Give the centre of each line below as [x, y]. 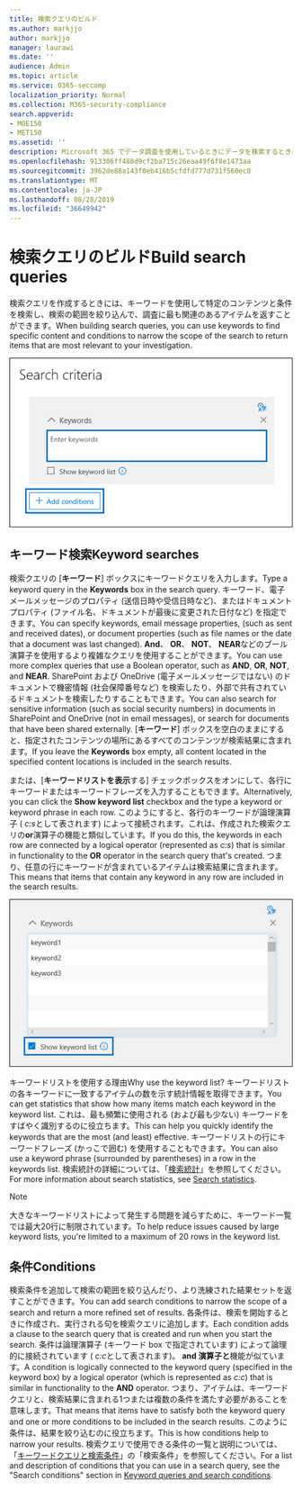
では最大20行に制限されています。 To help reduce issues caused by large [144, 1226]
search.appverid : [42, 114]
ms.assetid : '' [38, 143]
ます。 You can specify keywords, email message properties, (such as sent [155, 623]
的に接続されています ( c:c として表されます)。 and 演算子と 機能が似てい [143, 1356]
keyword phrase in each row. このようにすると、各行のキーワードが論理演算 [150, 812]
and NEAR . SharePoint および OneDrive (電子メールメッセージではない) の [146, 676]
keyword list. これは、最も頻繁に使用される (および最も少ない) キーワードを [149, 1114]
